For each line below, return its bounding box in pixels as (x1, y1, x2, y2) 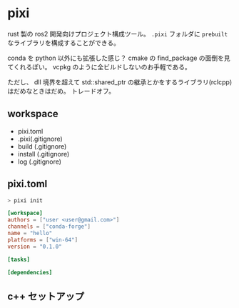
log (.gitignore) (17, 157, 62, 166)
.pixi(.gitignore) (17, 134, 63, 143)
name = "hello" (7, 230, 53, 237)
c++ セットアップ (7, 290, 84, 302)
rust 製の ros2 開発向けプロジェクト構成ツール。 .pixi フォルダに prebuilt (7, 29, 228, 38)
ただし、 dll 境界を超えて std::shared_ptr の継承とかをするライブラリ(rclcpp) (7, 77, 233, 86)
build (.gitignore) (17, 141, 67, 151)
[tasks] (7, 256, 31, 263)
